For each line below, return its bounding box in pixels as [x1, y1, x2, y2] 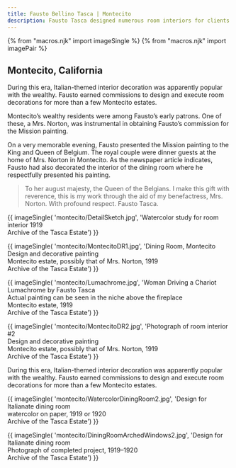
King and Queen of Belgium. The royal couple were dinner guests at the [7, 148, 216, 156]
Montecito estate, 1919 [7, 301, 73, 309]
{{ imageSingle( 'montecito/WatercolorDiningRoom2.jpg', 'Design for [7, 394, 207, 404]
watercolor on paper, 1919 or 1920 [7, 410, 106, 418]
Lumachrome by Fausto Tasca [7, 286, 96, 295]
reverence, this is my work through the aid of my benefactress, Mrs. [24, 192, 223, 200]
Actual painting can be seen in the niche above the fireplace [7, 293, 183, 302]
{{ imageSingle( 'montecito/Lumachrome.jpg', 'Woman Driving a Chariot [7, 278, 217, 287]
